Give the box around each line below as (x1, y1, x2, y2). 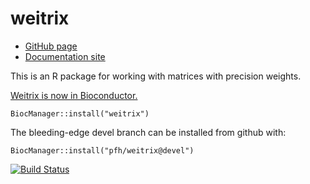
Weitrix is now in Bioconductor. (10, 89, 138, 101)
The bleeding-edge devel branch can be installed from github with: (10, 126, 287, 138)
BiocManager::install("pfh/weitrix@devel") (10, 145, 195, 156)
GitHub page (24, 40, 78, 52)
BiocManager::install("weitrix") (10, 108, 150, 119)
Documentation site (24, 50, 106, 62)
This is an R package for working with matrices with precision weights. (10, 70, 302, 82)
